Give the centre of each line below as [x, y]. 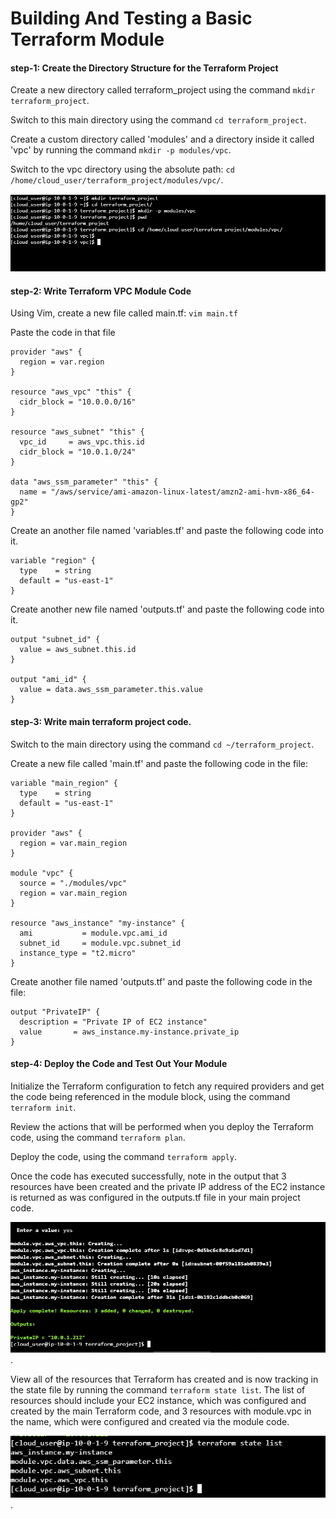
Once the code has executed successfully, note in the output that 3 [148, 1176]
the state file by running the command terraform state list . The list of [158, 1390]
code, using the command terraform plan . [98, 1137]
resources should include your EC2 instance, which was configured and [158, 1401]
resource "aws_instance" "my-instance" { [98, 923]
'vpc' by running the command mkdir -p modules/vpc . [121, 150]
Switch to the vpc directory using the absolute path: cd [122, 169]
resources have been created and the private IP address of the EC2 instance [168, 1186]
